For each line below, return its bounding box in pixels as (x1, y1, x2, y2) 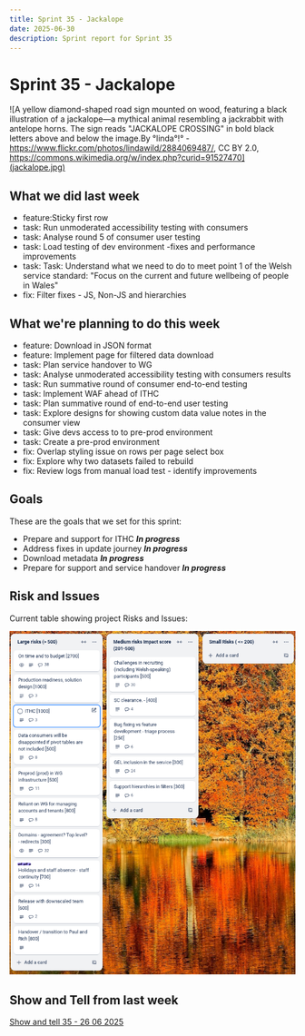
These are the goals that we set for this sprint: (9, 516, 182, 527)
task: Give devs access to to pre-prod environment (22, 427, 213, 438)
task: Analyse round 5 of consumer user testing (22, 232, 202, 242)
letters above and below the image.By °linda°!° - (9, 133, 191, 144)
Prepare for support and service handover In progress (22, 562, 227, 573)
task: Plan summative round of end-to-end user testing (22, 398, 229, 409)
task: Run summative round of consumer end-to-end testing (22, 378, 248, 390)
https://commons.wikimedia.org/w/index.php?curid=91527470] (9, 153, 245, 163)
